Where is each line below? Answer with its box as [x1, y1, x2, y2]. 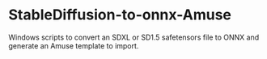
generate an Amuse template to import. [8, 40, 139, 50]
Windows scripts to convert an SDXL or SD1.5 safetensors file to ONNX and [8, 32, 260, 42]
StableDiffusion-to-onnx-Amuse [8, 6, 232, 24]
